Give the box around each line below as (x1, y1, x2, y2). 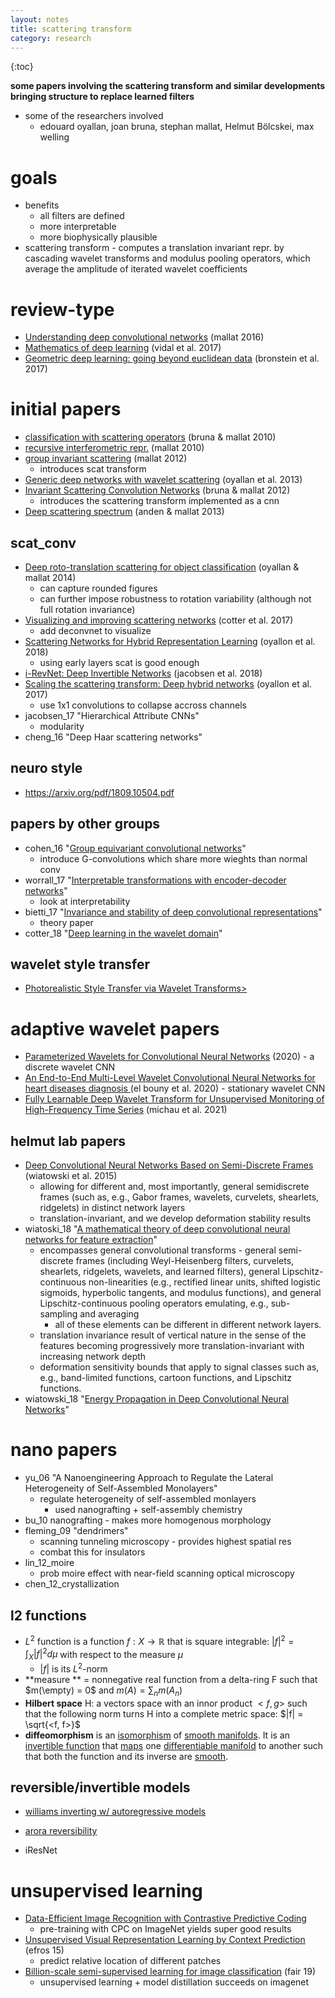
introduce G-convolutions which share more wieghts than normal (39, 852, 308, 865)
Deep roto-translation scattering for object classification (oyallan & (24, 561, 300, 573)
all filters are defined (39, 210, 125, 222)
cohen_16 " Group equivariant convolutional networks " (24, 842, 247, 854)
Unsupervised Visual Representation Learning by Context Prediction (24, 1934, 306, 1946)
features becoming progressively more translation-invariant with (39, 1340, 305, 1352)
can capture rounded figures (39, 582, 158, 594)
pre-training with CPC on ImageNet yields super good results (39, 1923, 292, 1935)
